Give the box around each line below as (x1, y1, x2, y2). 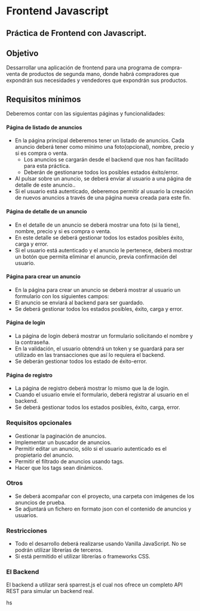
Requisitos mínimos (6, 94, 82, 104)
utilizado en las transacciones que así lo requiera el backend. (14, 352, 165, 359)
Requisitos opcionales (6, 418, 72, 427)
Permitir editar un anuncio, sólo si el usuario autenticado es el (14, 445, 167, 452)
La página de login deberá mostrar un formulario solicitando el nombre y (14, 332, 193, 340)
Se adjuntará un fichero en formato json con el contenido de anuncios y (14, 505, 192, 512)
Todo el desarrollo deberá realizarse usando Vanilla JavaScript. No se (14, 540, 186, 548)
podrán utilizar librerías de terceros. (14, 546, 103, 554)
